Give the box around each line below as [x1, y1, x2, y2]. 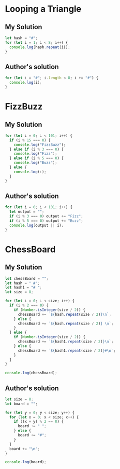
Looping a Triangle [5, 3, 81, 15]
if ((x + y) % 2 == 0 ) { [14, 419, 64, 424]
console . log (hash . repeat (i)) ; [9, 45, 70, 50]
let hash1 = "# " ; [5, 285, 42, 290]
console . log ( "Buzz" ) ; [14, 161, 57, 165]
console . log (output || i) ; [9, 223, 64, 228]
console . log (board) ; [5, 460, 47, 465]
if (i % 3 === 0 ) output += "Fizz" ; [9, 214, 83, 219]
